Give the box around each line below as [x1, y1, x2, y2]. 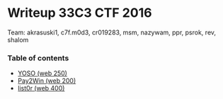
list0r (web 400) [17, 84, 65, 93]
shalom [7, 35, 29, 44]
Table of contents [7, 53, 69, 62]
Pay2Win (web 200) [17, 77, 76, 85]
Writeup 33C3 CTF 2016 [7, 5, 152, 21]
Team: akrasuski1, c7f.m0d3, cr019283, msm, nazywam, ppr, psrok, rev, [7, 28, 217, 37]
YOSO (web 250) [17, 69, 67, 78]
